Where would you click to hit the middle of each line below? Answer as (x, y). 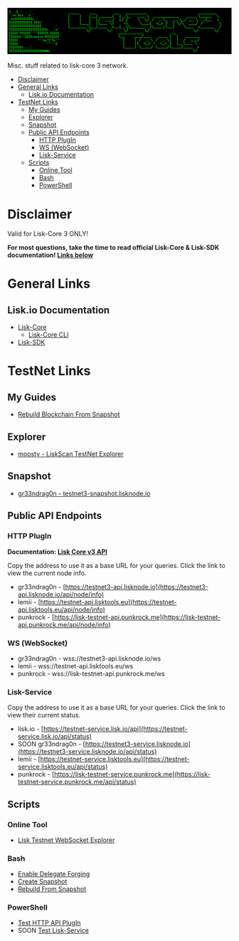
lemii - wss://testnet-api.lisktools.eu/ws (75, 666)
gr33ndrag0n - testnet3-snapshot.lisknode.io (84, 493)
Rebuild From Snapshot (52, 889)
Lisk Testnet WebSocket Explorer (66, 840)
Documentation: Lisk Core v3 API (58, 552)
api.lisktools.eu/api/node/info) (61, 609)
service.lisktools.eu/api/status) (63, 767)
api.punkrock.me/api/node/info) (64, 624)
